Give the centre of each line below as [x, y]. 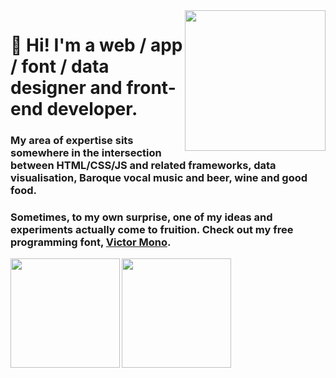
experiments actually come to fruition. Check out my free [152, 230]
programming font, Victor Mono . [91, 242]
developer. [92, 109]
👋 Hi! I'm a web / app [96, 45]
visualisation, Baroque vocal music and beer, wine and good [159, 178]
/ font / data [60, 66]
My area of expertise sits [72, 141]
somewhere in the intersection [86, 153]
